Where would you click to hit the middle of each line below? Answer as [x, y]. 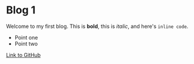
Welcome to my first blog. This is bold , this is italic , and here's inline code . [97, 26]
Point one [26, 37]
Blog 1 [21, 10]
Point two [26, 44]
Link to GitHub [24, 55]
